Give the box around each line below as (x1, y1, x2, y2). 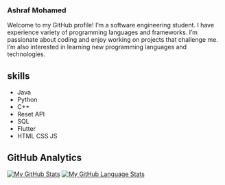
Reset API (16, 110, 45, 119)
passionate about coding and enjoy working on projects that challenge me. (7, 36, 218, 44)
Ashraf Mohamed (7, 5, 67, 15)
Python (16, 95, 38, 104)
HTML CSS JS (16, 132, 58, 140)
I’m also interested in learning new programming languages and (7, 43, 187, 51)
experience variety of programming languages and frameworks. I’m (7, 28, 198, 36)
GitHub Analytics (7, 151, 82, 163)
